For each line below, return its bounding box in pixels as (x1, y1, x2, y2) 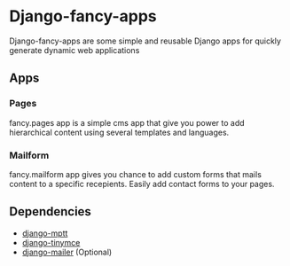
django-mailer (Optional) (21, 246, 113, 257)
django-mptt (21, 228, 68, 239)
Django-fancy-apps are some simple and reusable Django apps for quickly (9, 35, 282, 46)
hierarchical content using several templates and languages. (9, 127, 230, 137)
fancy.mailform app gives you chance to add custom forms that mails (9, 168, 262, 179)
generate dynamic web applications (9, 44, 140, 55)
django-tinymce (21, 237, 81, 247)
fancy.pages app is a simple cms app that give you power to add (9, 117, 246, 128)
